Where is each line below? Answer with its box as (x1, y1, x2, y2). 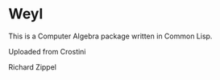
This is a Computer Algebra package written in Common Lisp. (8, 31, 213, 41)
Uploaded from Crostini (8, 46, 86, 56)
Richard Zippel (8, 62, 56, 72)
